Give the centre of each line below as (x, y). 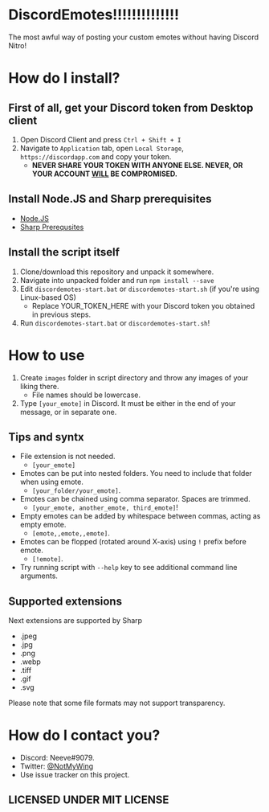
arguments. (39, 576)
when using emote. (52, 482)
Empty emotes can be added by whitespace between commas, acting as (140, 516)
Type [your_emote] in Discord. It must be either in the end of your (128, 403)
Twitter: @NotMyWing (57, 766)
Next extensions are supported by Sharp (75, 621)
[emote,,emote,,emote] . (71, 533)
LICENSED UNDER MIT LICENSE (89, 800)
